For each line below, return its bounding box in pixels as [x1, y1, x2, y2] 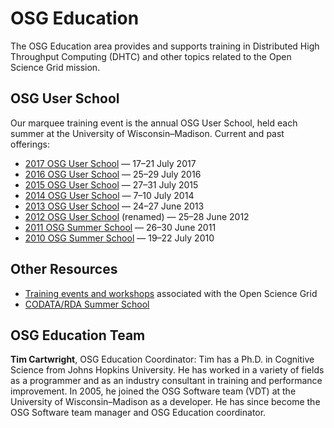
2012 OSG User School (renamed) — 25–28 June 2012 [24, 210, 250, 222]
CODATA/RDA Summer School [24, 298, 150, 310]
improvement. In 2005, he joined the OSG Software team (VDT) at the [10, 385, 297, 397]
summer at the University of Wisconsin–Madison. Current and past [10, 127, 285, 139]
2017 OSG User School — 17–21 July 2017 [24, 157, 197, 169]
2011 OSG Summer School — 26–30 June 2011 [24, 221, 217, 233]
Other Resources [10, 261, 118, 278]
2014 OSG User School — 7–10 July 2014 [24, 189, 195, 201]
